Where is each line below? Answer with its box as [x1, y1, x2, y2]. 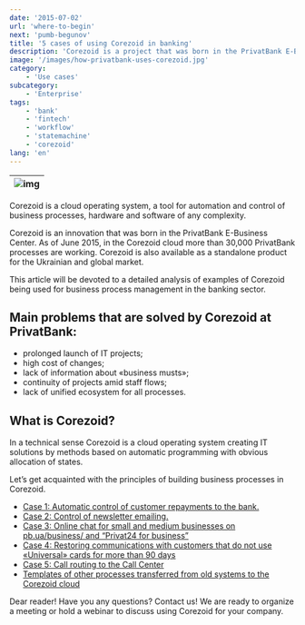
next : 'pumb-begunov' [9, 30, 92, 39]
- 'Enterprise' [25, 89, 84, 98]
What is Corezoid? [9, 412, 115, 428]
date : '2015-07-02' [9, 13, 84, 23]
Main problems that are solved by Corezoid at [9, 310, 272, 325]
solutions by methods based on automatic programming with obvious [9, 447, 269, 458]
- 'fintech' [25, 114, 71, 124]
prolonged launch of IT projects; [22, 348, 143, 359]
